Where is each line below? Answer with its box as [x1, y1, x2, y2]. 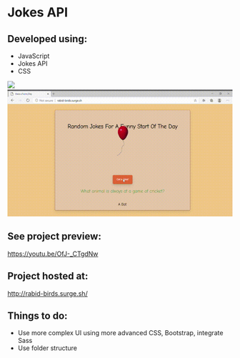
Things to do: [7, 309, 68, 322]
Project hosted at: [7, 270, 89, 282]
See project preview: [7, 230, 101, 243]
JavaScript [17, 51, 50, 60]
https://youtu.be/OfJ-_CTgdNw [7, 249, 99, 258]
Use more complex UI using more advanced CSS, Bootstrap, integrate [17, 329, 224, 337]
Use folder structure [17, 344, 77, 352]
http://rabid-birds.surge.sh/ [7, 289, 88, 297]
